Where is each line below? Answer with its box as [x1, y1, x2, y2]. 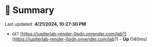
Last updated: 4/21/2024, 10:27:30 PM [5, 21, 86, 27]
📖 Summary [5, 4, 54, 16]
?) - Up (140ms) [114, 36, 147, 42]
